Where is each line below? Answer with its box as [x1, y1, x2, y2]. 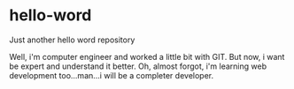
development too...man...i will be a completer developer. [9, 70, 214, 80]
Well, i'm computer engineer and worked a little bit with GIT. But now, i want [9, 51, 285, 62]
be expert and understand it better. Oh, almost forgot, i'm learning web [9, 61, 267, 71]
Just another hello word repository [9, 34, 135, 45]
